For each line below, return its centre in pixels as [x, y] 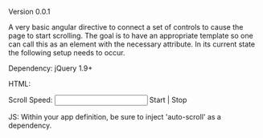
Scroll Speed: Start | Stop [98, 100]
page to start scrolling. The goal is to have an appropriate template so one [131, 36]
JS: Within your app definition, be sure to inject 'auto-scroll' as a [115, 117]
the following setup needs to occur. [67, 53]
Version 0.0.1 [29, 12]
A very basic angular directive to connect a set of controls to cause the [126, 27]
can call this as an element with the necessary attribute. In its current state [132, 44]
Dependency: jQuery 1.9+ [51, 68]
